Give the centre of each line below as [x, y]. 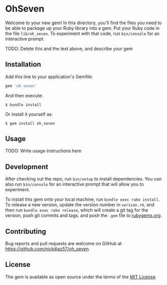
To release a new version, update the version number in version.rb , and [80, 205]
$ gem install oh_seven [30, 123]
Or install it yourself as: [29, 114]
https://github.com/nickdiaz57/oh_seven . [48, 249]
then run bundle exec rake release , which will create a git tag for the [77, 210]
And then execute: [24, 95]
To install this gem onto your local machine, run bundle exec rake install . [82, 199]
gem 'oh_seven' [21, 86]
